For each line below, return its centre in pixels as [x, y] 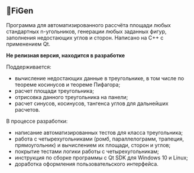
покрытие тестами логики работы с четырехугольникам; [87, 151]
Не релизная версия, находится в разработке [66, 55]
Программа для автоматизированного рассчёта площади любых [89, 25]
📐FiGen [20, 11]
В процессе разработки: [37, 121]
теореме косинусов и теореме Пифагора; [67, 84]
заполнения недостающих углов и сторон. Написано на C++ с [85, 37]
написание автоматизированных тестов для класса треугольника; [99, 132]
